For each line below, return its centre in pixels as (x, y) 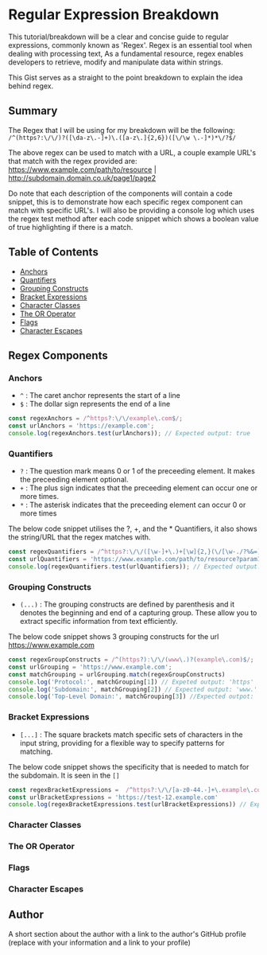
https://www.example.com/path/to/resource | (82, 170)
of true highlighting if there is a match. (71, 227)
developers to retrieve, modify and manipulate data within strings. (116, 62)
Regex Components (58, 355)
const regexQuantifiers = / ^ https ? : (69, 552)
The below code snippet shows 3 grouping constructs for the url (114, 637)
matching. (36, 751)
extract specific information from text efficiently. (99, 622)
